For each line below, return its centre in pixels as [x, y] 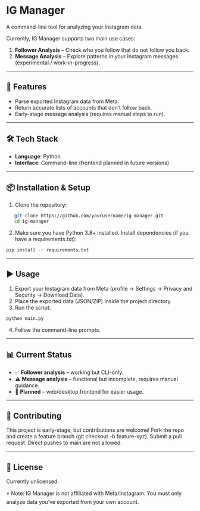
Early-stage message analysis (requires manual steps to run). [90, 114]
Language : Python [37, 156]
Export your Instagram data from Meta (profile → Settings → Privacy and [104, 288]
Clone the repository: [41, 205]
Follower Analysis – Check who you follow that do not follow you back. [102, 50]
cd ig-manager [32, 222]
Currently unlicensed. [33, 482]
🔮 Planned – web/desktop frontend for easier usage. [79, 391]
